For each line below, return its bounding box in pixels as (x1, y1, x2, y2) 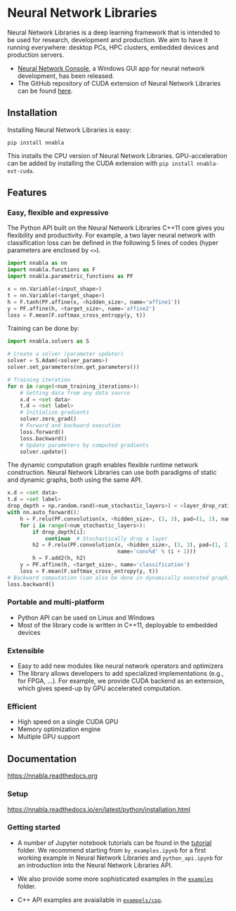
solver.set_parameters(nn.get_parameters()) (7, 364, 140, 371)
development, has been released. (17, 72, 114, 80)
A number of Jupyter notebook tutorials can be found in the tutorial (17, 838, 212, 847)
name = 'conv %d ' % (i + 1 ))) (117, 548, 197, 556)
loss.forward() (20, 428, 65, 435)
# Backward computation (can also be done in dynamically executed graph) (7, 574, 231, 581)
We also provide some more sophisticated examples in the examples (17, 874, 214, 883)
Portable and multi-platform (7, 597, 105, 607)
